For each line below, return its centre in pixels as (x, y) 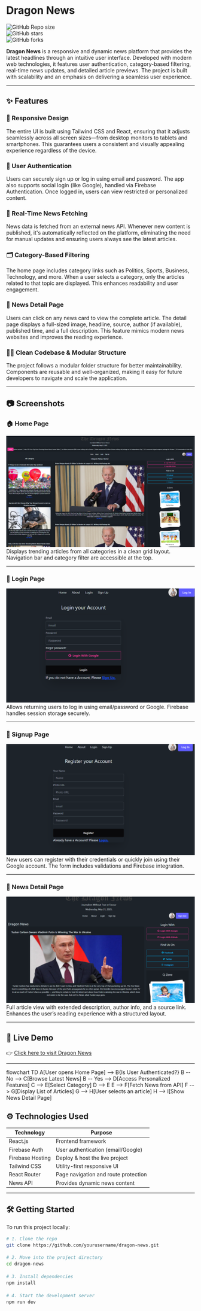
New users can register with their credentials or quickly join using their (93, 860)
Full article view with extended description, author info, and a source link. (96, 1007)
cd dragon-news (25, 1264)
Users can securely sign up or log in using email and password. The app (95, 179)
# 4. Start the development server (51, 1295)
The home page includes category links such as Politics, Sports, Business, (98, 270)
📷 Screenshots (35, 404)
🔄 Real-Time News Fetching (47, 213)
